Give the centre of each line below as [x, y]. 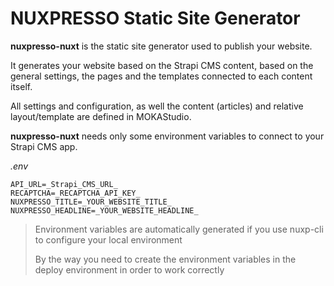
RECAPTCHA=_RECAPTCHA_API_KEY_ [75, 193]
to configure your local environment [108, 239]
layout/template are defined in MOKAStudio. [101, 116]
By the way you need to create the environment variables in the [165, 259]
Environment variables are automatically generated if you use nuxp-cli [179, 229]
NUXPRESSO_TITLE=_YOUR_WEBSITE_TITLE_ [91, 202]
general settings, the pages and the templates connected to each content [161, 76]
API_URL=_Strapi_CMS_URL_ [64, 184]
